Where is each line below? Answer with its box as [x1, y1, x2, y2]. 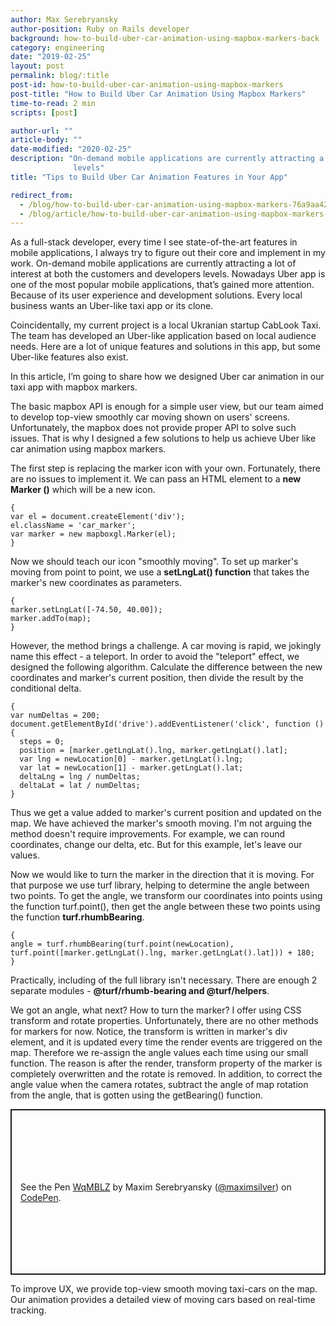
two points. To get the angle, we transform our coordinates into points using [10, 890, 323, 902]
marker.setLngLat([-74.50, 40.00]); [10, 605, 163, 615]
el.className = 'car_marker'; [10, 521, 137, 531]
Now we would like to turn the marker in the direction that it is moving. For [10, 869, 315, 881]
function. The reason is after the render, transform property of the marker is [10, 1057, 323, 1070]
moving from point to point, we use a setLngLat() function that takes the [10, 566, 310, 578]
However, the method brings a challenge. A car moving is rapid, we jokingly [10, 640, 322, 652]
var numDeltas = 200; [10, 711, 101, 721]
